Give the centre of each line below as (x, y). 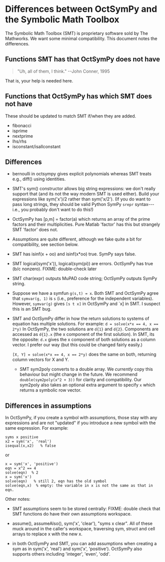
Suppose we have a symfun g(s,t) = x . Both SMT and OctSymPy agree (85, 293)
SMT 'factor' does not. (35, 230)
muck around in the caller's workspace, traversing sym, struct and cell (83, 529)
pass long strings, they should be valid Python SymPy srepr (73, 204)
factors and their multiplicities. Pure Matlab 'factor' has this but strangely (86, 224)
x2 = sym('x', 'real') (28, 442)
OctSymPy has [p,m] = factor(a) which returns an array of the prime (81, 219)
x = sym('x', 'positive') (32, 464)
